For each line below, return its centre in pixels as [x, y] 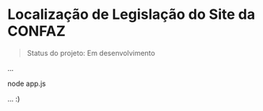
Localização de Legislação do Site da [131, 15]
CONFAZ [37, 31]
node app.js [27, 83]
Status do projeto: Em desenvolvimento [91, 53]
